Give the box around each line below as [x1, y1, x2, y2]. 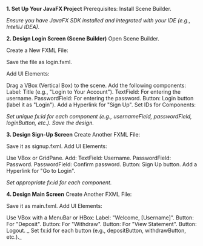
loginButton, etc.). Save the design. [6, 119, 94, 126]
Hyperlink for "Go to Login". [6, 167, 76, 174]
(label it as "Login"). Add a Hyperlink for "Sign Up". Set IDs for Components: [6, 101, 196, 108]
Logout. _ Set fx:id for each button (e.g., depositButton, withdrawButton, [6, 227, 187, 234]
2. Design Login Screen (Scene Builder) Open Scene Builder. [6, 35, 159, 42]
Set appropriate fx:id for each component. [6, 179, 112, 186]
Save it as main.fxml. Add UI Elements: [6, 202, 103, 209]
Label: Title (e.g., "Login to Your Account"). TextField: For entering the [6, 88, 181, 95]
